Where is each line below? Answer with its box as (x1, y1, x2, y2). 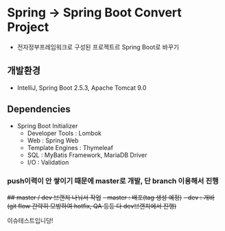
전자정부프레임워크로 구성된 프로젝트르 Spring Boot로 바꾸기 (16, 42, 180, 51)
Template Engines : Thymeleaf (27, 143, 113, 151)
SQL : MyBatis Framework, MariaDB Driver (27, 151, 147, 159)
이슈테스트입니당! (7, 216, 54, 224)
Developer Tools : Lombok (27, 129, 102, 137)
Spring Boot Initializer (16, 121, 78, 130)
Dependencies (7, 104, 71, 115)
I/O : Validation (27, 158, 69, 166)
